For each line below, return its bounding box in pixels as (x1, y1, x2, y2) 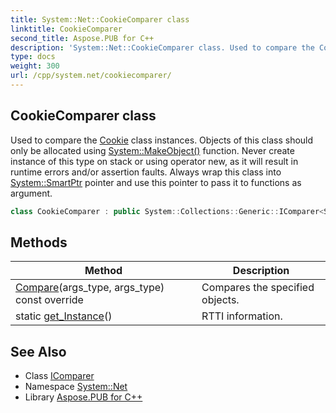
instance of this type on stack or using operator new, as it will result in (10, 155, 299, 167)
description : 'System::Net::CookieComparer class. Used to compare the (10, 42, 315, 53)
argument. (10, 187, 53, 199)
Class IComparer (24, 370, 95, 382)
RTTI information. (201, 309, 283, 323)
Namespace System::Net (24, 381, 128, 393)
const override (15, 293, 84, 307)
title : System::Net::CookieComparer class (10, 14, 190, 25)
